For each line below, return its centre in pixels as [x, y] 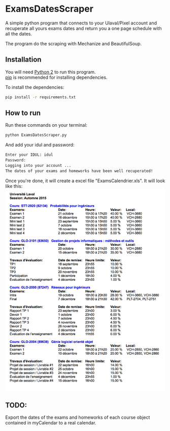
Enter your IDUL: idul [29, 155]
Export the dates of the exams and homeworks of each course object [78, 417]
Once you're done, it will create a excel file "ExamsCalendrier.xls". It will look [85, 181]
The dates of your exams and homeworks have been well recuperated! [79, 171]
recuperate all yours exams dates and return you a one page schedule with [83, 28]
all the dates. [19, 34]
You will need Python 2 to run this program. [50, 72]
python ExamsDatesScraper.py [36, 135]
